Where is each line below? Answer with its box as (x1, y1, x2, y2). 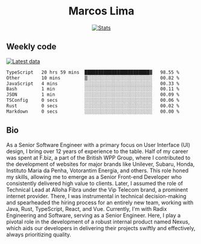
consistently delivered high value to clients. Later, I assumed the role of (6, 180, 183, 187)
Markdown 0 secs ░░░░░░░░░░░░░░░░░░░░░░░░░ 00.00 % (6, 108, 180, 114)
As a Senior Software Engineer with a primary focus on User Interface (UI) (6, 141, 191, 148)
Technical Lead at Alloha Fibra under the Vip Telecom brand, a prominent (6, 186, 188, 193)
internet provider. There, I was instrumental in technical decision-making (6, 192, 187, 199)
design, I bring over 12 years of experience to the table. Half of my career (6, 148, 189, 155)
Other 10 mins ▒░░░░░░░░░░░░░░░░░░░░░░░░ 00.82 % (6, 75, 180, 81)
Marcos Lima (68, 4, 135, 18)
